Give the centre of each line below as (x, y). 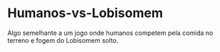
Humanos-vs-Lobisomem (85, 13)
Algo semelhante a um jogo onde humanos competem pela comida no (110, 33)
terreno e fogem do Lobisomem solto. (63, 40)
